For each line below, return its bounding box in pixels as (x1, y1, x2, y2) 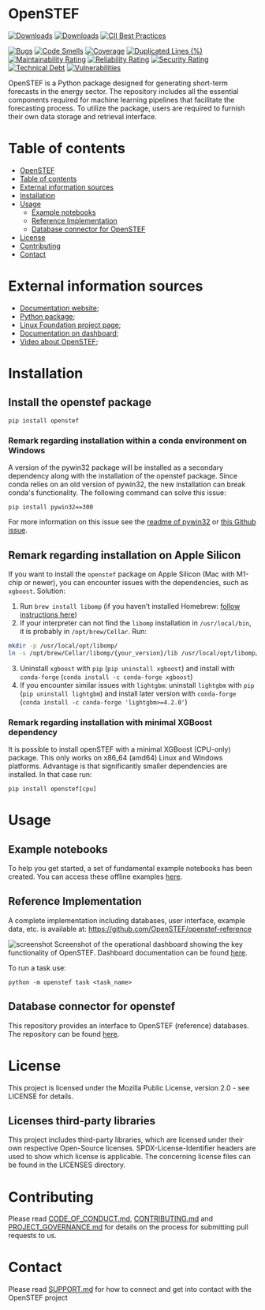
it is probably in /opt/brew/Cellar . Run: (19, 626, 147, 636)
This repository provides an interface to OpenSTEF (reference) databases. (8, 1020, 250, 1030)
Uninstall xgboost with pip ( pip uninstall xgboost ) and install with (19, 663, 235, 673)
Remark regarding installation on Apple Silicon (8, 548, 241, 561)
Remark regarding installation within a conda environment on (8, 435, 247, 446)
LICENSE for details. (8, 1091, 74, 1101)
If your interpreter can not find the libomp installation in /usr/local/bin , (19, 617, 252, 628)
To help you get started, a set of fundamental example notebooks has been (8, 863, 252, 873)
